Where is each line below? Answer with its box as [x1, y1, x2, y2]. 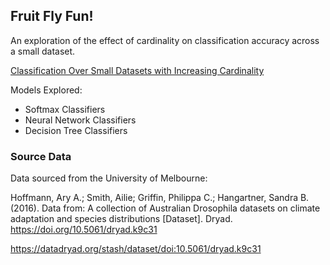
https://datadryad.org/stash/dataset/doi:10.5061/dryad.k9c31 [10, 243, 262, 255]
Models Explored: [10, 84, 83, 96]
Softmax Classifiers [24, 103, 106, 115]
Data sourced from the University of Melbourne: [10, 172, 208, 184]
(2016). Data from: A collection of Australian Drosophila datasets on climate [10, 202, 321, 214]
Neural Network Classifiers [24, 114, 137, 126]
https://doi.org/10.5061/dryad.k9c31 [10, 224, 158, 236]
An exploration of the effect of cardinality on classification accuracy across [10, 34, 320, 46]
